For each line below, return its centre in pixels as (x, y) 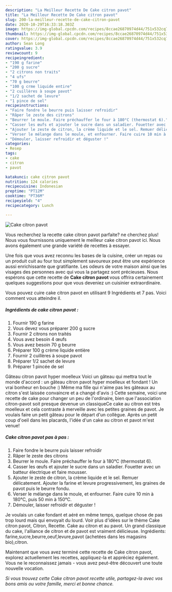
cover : (12, 39)
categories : (18, 144)
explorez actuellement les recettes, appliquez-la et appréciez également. (82, 557)
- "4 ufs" (16, 77)
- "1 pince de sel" (26, 101)
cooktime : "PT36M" (25, 196)
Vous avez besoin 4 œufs (40, 339)
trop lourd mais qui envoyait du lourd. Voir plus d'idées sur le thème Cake (83, 520)
